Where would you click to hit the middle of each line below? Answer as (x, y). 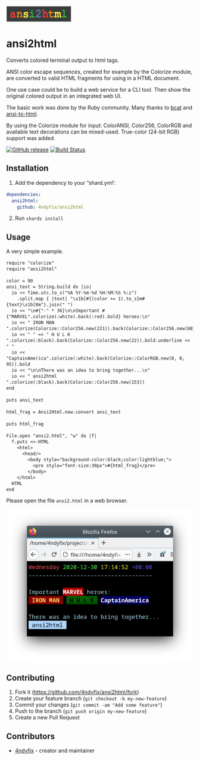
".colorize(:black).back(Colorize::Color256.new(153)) (76, 382)
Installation (27, 168)
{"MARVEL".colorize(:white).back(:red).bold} (63, 317)
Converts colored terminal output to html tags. (63, 60)
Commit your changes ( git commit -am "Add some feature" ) (88, 705)
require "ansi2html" (32, 269)
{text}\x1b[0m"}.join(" (36, 305)
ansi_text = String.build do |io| (49, 287)
